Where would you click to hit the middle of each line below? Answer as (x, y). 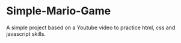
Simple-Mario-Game (59, 11)
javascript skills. (26, 33)
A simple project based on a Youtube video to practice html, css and (91, 27)
